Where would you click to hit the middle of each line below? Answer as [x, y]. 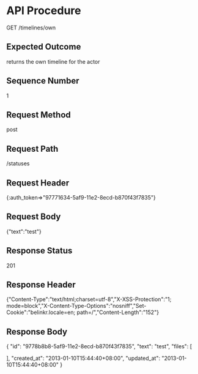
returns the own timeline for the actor [53, 61]
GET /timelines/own [31, 28]
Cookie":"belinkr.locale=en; [41, 312]
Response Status [39, 251]
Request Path [32, 148]
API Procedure [44, 11]
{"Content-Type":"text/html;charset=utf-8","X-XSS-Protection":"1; [89, 299]
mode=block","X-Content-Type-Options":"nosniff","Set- [76, 306]
